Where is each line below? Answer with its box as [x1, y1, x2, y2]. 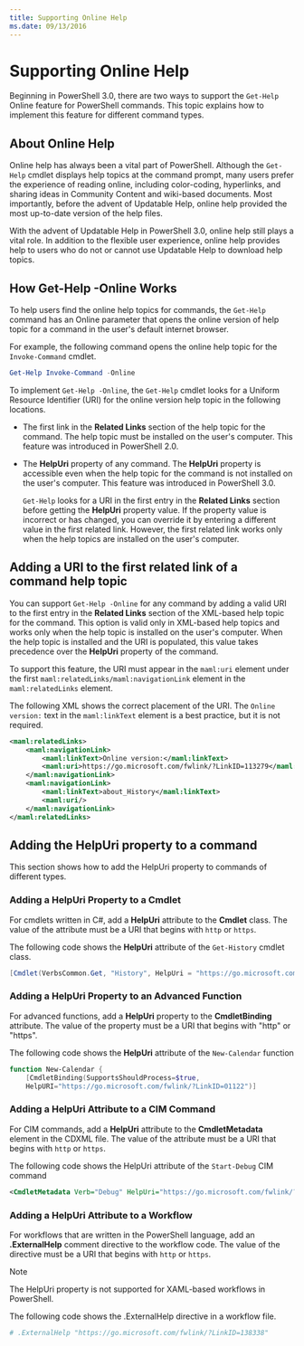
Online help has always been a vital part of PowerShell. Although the [9, 160, 265, 171]
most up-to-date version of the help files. [9, 208, 163, 219]
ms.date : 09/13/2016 [9, 22, 88, 31]
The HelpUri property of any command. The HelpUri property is [22, 458, 261, 469]
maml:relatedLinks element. [9, 682, 113, 693]
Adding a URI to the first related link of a [9, 560, 238, 575]
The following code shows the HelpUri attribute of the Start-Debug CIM [9, 1160, 274, 1171]
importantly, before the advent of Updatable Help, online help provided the [9, 198, 288, 209]
